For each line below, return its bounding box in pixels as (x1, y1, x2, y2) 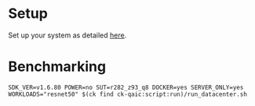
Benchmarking (8, 58, 107, 76)
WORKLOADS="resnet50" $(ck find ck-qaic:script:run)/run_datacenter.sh (8, 90, 247, 98)
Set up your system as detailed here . (8, 30, 127, 40)
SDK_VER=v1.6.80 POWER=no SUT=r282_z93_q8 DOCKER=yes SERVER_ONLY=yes (8, 83, 244, 91)
